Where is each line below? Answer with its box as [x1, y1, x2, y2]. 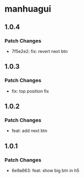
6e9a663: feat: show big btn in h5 [11, 167, 80, 173]
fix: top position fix [11, 88, 49, 94]
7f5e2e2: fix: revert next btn [11, 48, 68, 54]
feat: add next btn [11, 128, 48, 134]
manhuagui [4, 3, 51, 15]
